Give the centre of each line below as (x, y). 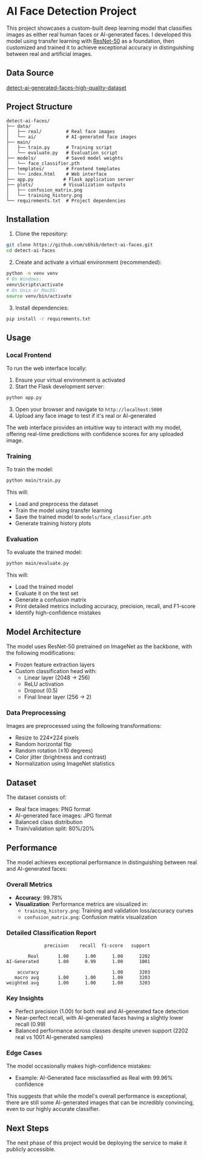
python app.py (24, 398)
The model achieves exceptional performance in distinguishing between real (101, 862)
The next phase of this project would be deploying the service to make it (97, 1143)
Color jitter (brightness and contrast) (61, 757)
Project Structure (39, 107)
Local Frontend (29, 355)
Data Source (30, 73)
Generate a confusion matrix (51, 600)
